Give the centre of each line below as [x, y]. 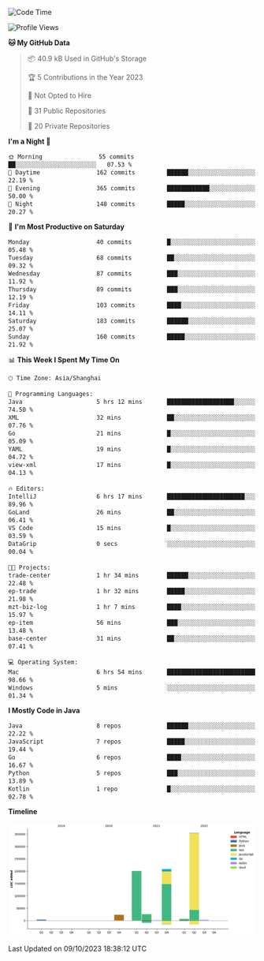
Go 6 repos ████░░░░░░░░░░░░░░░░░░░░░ [132, 757]
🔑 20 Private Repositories [69, 126]
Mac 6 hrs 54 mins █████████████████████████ [132, 672]
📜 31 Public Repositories [67, 111]
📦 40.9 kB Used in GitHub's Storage [87, 58]
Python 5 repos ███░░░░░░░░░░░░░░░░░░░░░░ [132, 773]
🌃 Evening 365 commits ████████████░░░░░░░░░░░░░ [132, 189]
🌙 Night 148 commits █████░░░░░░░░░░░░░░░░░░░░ [132, 204]
